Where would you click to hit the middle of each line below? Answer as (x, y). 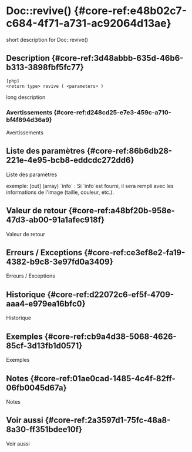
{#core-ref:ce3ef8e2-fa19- (135, 253)
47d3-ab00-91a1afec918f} (55, 220)
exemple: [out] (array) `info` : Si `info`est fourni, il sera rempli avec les (90, 186)
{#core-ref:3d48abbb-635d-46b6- (117, 58)
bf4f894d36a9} (29, 120)
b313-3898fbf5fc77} (45, 67)
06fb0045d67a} (37, 387)
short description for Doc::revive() (47, 39)
